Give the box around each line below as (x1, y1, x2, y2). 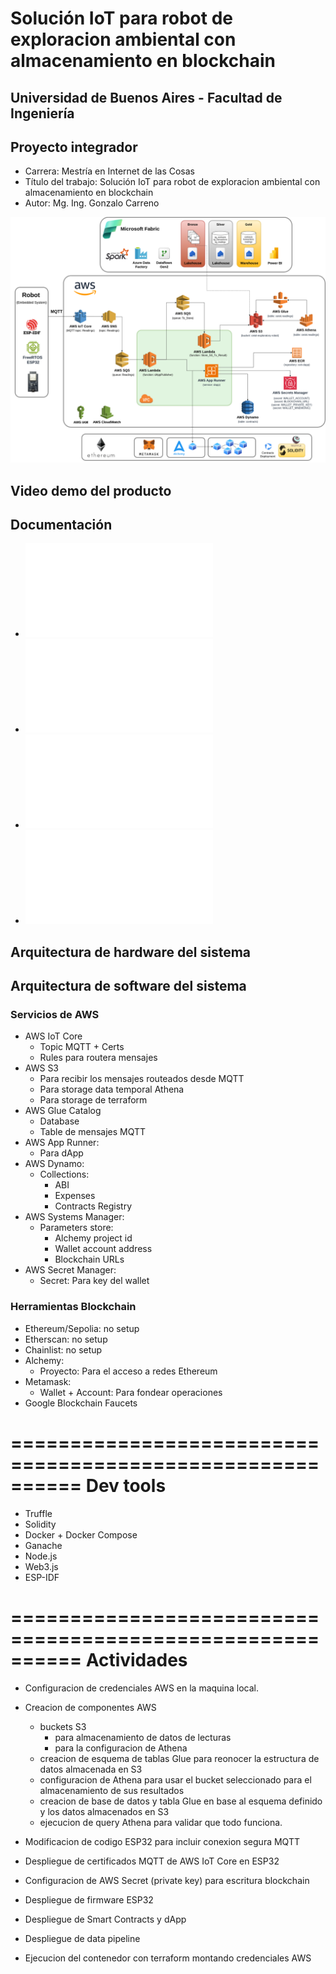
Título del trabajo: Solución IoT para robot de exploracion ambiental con (24, 176, 321, 188)
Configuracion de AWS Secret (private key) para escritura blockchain (24, 1874, 310, 1886)
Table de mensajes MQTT (39, 1126, 147, 1138)
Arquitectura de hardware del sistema (10, 943, 252, 961)
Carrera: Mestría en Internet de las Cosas (24, 165, 196, 177)
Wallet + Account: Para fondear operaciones (39, 1386, 223, 1398)
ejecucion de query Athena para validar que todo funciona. (39, 1816, 283, 1828)
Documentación (10, 516, 113, 533)
